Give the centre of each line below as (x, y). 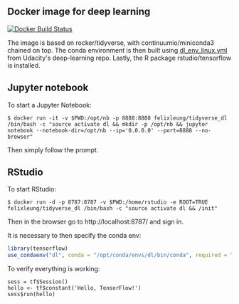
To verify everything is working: (54, 269)
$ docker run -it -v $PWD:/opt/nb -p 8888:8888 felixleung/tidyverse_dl (117, 118)
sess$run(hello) (31, 295)
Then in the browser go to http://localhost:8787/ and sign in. (95, 222)
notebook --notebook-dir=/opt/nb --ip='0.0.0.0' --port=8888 (100, 130)
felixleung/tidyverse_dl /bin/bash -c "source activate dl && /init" (113, 209)
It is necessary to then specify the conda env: (74, 236)
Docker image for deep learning (79, 12)
